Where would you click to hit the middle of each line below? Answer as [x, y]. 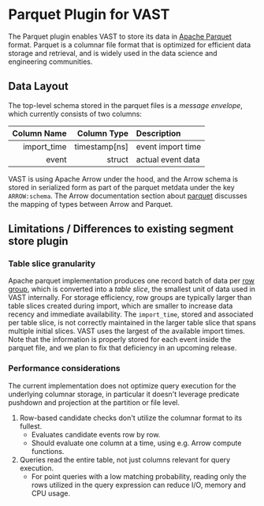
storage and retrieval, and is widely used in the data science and [113, 53]
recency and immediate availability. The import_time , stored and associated [131, 314]
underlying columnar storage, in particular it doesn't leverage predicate [124, 394]
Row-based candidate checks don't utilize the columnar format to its [131, 418]
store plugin [38, 241]
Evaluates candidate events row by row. [96, 434]
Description [158, 133]
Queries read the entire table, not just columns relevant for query [125, 459]
